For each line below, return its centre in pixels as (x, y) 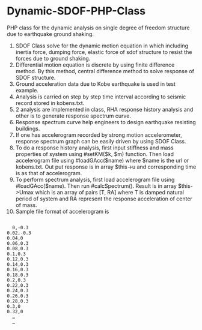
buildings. (28, 128)
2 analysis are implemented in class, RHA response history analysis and (104, 109)
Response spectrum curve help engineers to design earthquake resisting (106, 122)
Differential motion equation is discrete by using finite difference (95, 65)
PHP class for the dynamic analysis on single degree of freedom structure (98, 28)
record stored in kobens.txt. (50, 103)
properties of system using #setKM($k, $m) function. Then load (94, 154)
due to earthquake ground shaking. (50, 34)
